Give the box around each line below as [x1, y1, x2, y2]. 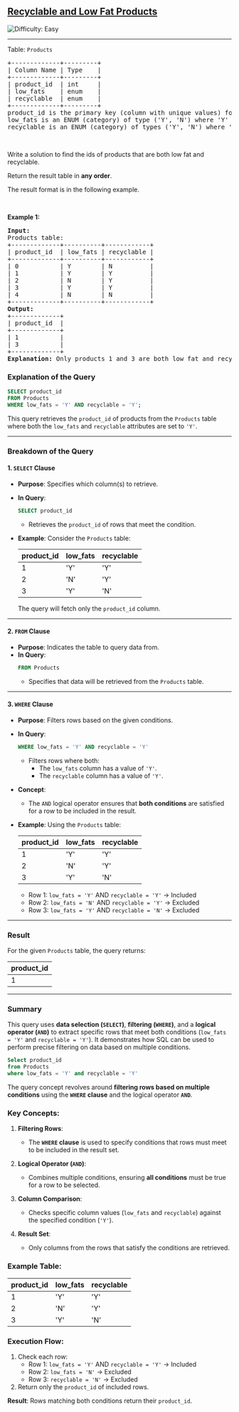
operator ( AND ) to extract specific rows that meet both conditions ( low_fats [7, 1028, 226, 1036]
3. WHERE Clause [7, 700, 53, 709]
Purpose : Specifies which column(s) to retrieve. [17, 480, 159, 488]
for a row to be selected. [28, 1181, 101, 1189]
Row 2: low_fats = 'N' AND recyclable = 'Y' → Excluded [28, 898, 200, 907]
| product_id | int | [7, 80, 102, 88]
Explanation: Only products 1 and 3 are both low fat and [7, 354, 214, 362]
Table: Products [7, 45, 53, 53]
